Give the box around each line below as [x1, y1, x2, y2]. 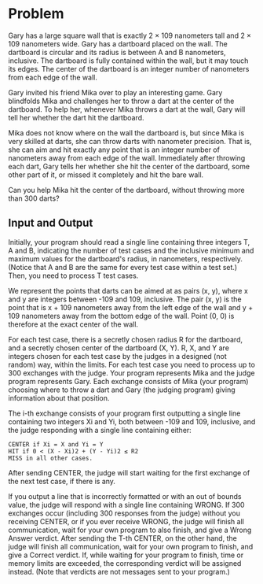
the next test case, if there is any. [8, 476, 116, 486]
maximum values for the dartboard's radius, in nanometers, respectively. [8, 253, 243, 264]
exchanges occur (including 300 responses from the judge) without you [8, 508, 241, 518]
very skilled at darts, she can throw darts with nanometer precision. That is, [8, 136, 252, 146]
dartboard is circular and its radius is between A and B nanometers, [8, 47, 226, 57]
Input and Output [8, 216, 93, 230]
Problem [8, 5, 64, 23]
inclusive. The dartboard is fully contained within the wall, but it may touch [8, 56, 249, 65]
